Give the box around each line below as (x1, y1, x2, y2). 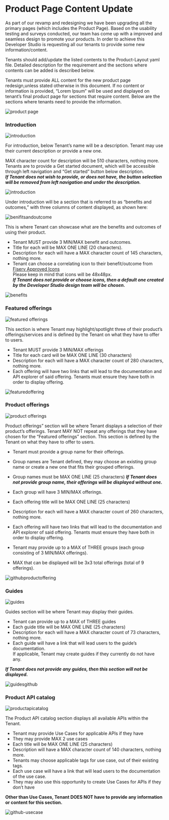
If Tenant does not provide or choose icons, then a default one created (12, 277, 164, 283)
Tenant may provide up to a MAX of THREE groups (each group (12, 544, 145, 550)
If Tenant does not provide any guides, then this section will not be (5, 666, 148, 672)
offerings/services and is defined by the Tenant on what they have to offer (5, 331, 160, 338)
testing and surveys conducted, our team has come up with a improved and (5, 30, 162, 36)
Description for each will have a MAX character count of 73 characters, (12, 629, 160, 636)
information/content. (5, 47, 48, 53)
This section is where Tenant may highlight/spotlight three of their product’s (5, 326, 163, 332)
